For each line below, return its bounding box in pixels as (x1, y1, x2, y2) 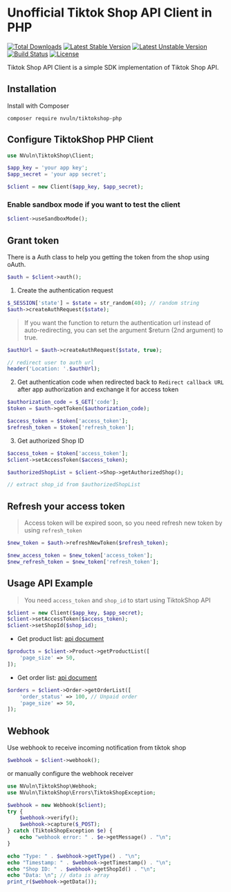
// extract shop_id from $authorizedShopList (7, 481, 140, 488)
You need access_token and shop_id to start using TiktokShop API (24, 596, 211, 604)
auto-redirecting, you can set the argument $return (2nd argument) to (24, 326, 223, 334)
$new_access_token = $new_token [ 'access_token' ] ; (7, 552, 154, 559)
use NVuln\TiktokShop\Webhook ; (7, 783, 98, 790)
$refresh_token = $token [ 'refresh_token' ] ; (7, 424, 135, 431)
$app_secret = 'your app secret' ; (7, 171, 107, 178)
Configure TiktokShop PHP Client (7, 133, 154, 146)
